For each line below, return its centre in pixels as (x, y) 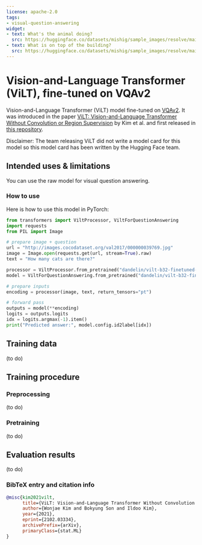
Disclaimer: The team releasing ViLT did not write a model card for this (93, 141)
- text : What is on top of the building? (59, 46)
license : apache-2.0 (32, 12)
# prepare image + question (41, 242)
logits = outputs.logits (37, 314)
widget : (16, 29)
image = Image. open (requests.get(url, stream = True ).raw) (79, 254)
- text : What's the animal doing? (50, 34)
